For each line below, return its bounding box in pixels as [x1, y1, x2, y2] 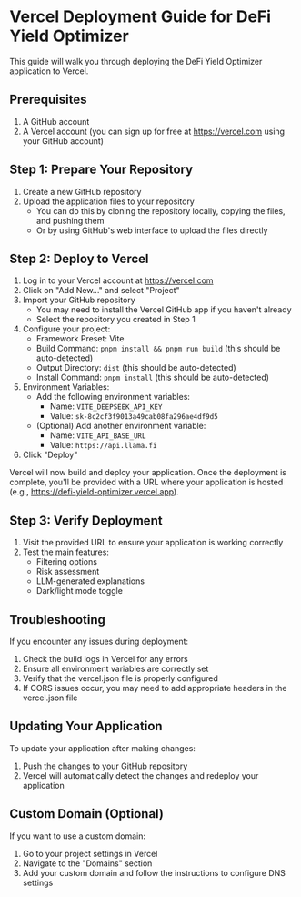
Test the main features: [22, 546, 109, 557]
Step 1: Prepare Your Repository [9, 162, 194, 178]
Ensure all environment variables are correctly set [22, 663, 209, 674]
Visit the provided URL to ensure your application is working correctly [22, 537, 284, 548]
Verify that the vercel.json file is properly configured [22, 673, 218, 684]
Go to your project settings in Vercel [22, 848, 158, 859]
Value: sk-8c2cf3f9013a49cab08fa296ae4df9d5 [49, 411, 218, 422]
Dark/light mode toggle [35, 586, 123, 596]
